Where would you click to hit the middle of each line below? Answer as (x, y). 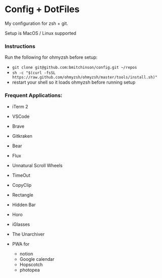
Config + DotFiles (42, 9)
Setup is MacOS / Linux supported (40, 33)
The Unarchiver (28, 234)
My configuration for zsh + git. (36, 23)
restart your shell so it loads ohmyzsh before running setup (74, 83)
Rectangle (23, 195)
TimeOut (21, 175)
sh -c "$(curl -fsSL (34, 73)
